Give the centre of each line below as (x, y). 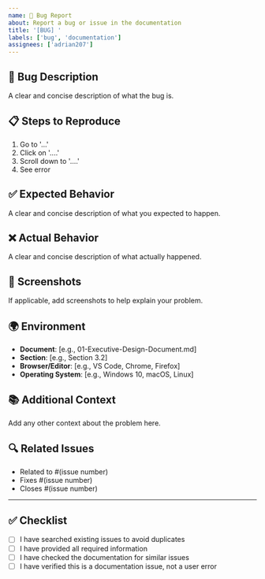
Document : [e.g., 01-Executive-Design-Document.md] (108, 349)
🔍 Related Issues (51, 449)
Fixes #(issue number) (56, 480)
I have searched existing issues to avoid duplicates (102, 540)
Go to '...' (34, 144)
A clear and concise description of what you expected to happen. (114, 213)
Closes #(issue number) (59, 488)
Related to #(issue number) (64, 471)
